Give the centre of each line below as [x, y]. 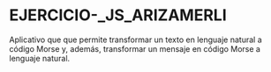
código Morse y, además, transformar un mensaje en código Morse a [135, 48]
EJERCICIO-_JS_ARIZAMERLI [118, 15]
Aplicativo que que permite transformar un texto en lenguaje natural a [135, 40]
